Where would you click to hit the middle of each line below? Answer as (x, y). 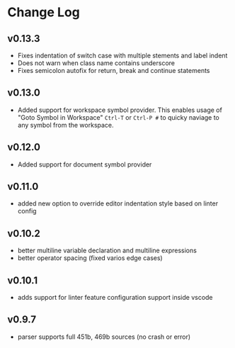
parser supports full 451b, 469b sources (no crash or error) (104, 337)
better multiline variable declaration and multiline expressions (107, 251)
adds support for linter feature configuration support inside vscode (115, 298)
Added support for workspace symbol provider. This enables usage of (120, 110)
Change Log (44, 12)
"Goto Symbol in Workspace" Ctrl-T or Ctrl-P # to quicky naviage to (118, 117)
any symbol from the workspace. (66, 125)
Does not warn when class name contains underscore (96, 63)
